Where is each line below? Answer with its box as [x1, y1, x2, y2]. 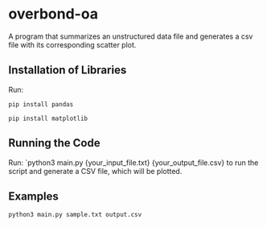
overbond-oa [8, 5, 99, 23]
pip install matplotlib [8, 114, 88, 122]
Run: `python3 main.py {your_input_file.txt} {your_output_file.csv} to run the [8, 158, 259, 167]
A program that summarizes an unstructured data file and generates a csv [8, 31, 253, 41]
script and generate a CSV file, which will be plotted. [8, 166, 183, 175]
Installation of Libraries [8, 64, 127, 77]
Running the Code [8, 136, 101, 150]
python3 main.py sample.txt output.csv [8, 211, 142, 219]
